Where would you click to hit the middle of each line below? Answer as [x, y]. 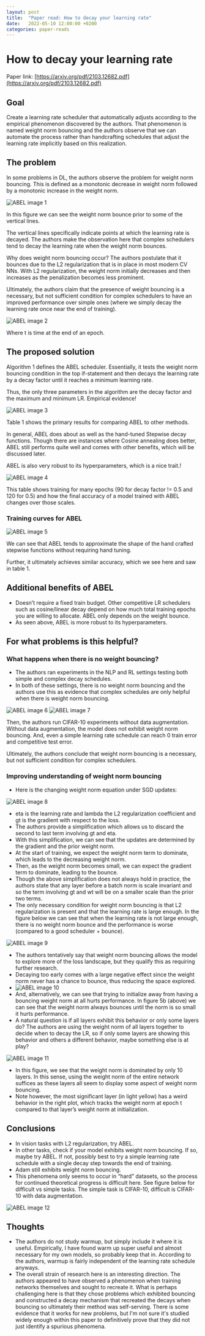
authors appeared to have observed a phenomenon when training [98, 1281]
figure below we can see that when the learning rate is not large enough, [107, 918]
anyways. [27, 1268]
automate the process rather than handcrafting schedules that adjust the [98, 137]
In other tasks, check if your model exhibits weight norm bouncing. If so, [106, 1150]
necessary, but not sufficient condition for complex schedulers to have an [99, 296]
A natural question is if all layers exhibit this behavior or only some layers [107, 1020]
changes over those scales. [41, 502]
